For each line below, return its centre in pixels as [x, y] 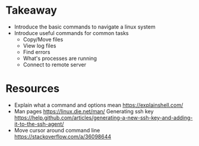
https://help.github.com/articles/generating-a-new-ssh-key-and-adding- [103, 118]
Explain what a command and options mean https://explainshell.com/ [99, 105]
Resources [33, 89]
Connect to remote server [55, 64]
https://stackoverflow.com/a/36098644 [63, 137]
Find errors [37, 52]
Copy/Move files [43, 39]
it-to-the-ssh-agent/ [39, 124]
